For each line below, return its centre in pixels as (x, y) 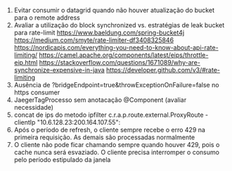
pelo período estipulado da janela (62, 160)
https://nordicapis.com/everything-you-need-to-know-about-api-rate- (116, 47)
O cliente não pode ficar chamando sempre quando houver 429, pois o (117, 145)
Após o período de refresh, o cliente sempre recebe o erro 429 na (110, 130)
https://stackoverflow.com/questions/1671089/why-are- (120, 62)
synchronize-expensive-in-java (59, 70)
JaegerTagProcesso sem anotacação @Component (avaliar (100, 100)
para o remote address (47, 18)
